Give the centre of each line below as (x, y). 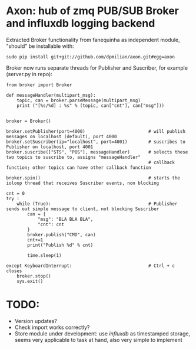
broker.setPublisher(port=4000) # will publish (96, 131)
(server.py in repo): (29, 74)
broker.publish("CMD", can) (62, 234)
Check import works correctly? (52, 327)
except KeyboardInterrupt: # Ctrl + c (91, 266)
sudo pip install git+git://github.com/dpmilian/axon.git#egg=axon (91, 57)
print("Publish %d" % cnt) (60, 245)
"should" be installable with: (40, 46)
